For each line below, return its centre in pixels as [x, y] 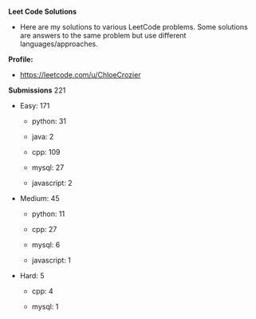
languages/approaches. [59, 44]
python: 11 [48, 214]
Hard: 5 [32, 276]
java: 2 [43, 136]
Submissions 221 [37, 90]
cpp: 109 [46, 152]
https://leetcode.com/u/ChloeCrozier [80, 75]
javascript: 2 [52, 183]
